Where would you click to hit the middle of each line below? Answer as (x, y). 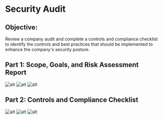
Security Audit (35, 9)
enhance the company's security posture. (48, 49)
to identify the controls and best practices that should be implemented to (79, 44)
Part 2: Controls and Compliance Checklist (72, 100)
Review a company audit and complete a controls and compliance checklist (81, 39)
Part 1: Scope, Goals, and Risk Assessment (72, 65)
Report (16, 73)
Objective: (21, 27)
